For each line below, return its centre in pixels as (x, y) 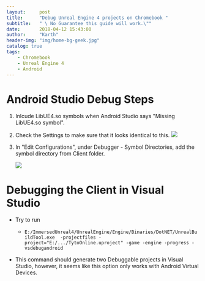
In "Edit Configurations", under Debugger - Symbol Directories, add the (105, 147)
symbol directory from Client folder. (60, 154)
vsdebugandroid (43, 249)
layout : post (28, 12)
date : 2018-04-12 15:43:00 (49, 29)
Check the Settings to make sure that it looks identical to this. (92, 135)
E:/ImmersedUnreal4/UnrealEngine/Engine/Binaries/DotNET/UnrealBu (111, 232)
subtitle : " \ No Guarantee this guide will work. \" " (79, 23)
